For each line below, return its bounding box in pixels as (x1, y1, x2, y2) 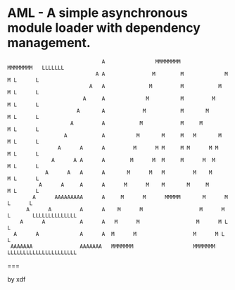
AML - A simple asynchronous (7, 5, 188, 21)
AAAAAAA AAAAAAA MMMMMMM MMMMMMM (10, 243, 216, 250)
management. (7, 35, 91, 51)
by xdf (7, 275, 26, 283)
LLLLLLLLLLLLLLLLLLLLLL (7, 248, 77, 256)
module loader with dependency (7, 20, 201, 36)
